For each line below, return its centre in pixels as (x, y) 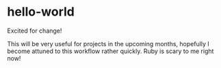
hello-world (41, 12)
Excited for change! (35, 31)
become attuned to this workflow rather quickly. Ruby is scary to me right (110, 51)
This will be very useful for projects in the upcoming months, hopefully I (108, 44)
